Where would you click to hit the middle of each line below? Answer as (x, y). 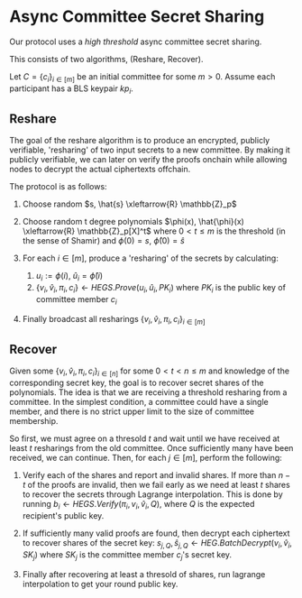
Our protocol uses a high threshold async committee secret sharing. (136, 41)
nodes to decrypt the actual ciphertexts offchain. (100, 170)
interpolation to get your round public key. (100, 584)
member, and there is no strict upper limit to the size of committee (132, 411)
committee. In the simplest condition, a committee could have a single (139, 402)
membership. (34, 421)
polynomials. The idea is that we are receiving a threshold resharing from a (148, 392)
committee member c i (76, 300)
